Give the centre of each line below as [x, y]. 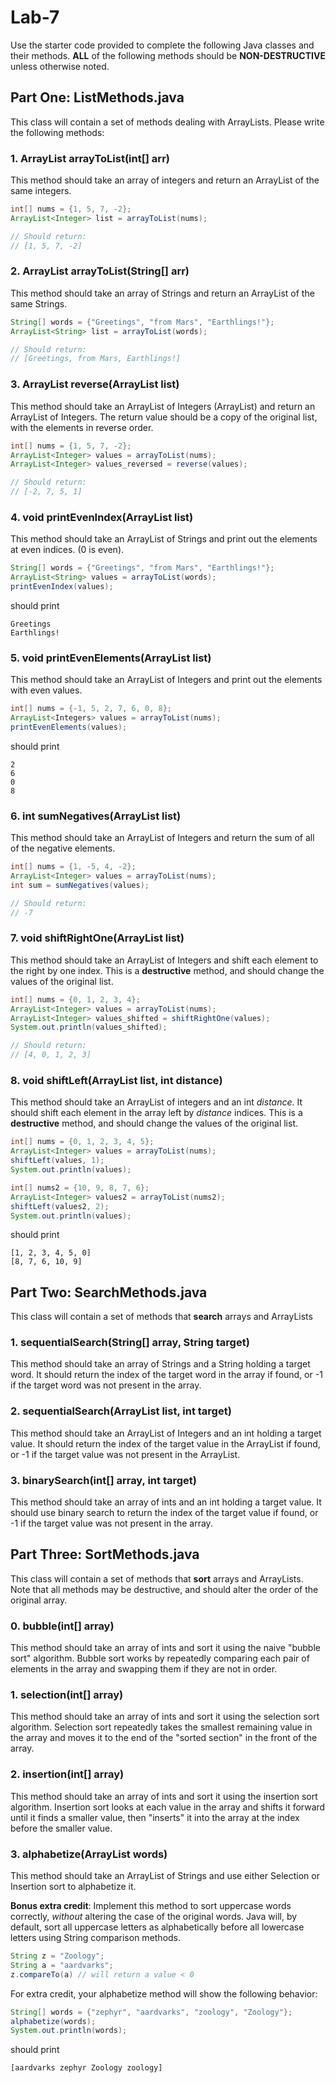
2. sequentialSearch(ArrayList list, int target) [121, 1411]
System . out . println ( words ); [69, 2031]
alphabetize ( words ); [53, 2021]
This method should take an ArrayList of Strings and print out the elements [164, 539]
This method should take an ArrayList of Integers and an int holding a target [166, 1433]
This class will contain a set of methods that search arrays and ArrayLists [161, 1317]
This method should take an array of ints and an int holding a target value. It [166, 1502]
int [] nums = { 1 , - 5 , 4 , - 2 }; [73, 867]
